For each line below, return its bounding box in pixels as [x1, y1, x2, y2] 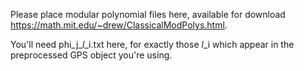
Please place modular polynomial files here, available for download [10, 9, 286, 20]
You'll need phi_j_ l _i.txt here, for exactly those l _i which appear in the [10, 39, 295, 50]
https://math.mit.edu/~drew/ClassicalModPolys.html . [10, 19, 228, 31]
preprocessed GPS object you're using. [10, 49, 173, 61]
